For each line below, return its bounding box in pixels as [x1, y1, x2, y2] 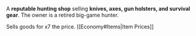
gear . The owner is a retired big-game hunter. [6, 11, 119, 19]
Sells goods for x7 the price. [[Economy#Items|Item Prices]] [6, 23, 154, 30]
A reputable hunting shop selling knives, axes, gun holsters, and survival [6, 5, 190, 12]
